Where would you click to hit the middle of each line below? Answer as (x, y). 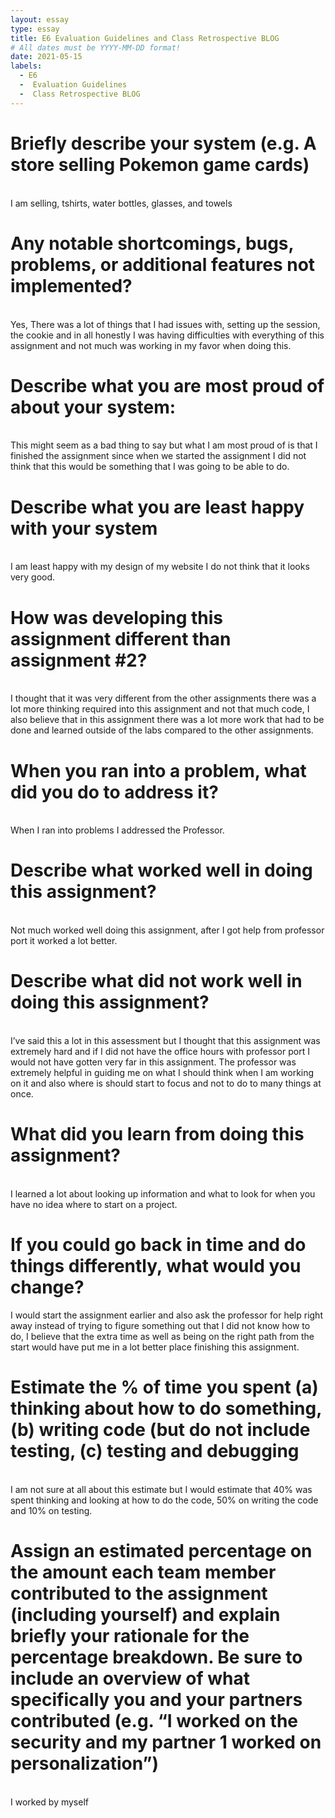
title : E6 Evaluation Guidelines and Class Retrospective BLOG (145, 38)
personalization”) (84, 1763)
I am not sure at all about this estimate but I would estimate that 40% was (161, 1489)
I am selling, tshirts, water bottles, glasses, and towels (121, 203)
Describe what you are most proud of (167, 385)
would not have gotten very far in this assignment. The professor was (153, 1062)
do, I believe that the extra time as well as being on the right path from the (162, 1336)
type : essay (35, 29)
